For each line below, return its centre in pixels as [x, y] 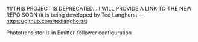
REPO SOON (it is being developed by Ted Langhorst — [75, 15]
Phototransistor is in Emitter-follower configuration [69, 33]
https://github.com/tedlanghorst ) [47, 21]
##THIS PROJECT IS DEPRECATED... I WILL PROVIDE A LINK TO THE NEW [99, 9]
